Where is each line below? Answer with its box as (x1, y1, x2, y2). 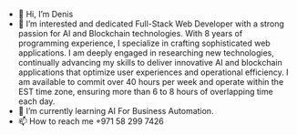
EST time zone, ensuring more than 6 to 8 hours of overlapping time (17, 87, 273, 97)
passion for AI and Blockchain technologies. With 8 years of (17, 28, 243, 38)
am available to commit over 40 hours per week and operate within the (17, 77, 284, 87)
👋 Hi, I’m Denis (17, 9, 74, 19)
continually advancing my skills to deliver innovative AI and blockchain (17, 57, 282, 67)
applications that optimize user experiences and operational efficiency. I (17, 67, 289, 78)
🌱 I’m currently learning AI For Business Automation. (17, 106, 214, 116)
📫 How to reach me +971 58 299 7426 (17, 116, 164, 127)
